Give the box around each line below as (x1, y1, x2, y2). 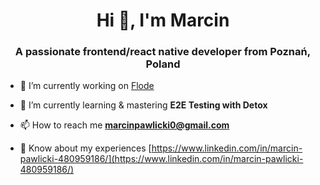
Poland (145, 57, 181, 71)
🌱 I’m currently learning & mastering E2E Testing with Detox (19, 99, 268, 111)
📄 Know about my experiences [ (19, 142, 152, 154)
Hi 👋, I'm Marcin (96, 9, 230, 32)
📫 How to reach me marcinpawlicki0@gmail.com (19, 119, 230, 131)
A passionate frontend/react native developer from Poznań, (14, 45, 312, 59)
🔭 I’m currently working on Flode (19, 80, 155, 92)
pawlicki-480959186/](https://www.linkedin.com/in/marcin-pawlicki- (19, 153, 304, 165)
